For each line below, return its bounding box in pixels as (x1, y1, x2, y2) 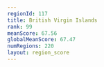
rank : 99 (7, 23, 33, 30)
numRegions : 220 (7, 43, 54, 50)
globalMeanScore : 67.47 (7, 36, 76, 43)
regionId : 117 (7, 10, 49, 17)
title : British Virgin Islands (7, 17, 98, 24)
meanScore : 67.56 (7, 29, 58, 37)
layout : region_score (7, 50, 70, 57)
